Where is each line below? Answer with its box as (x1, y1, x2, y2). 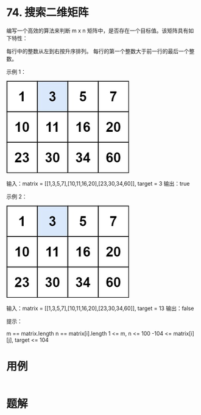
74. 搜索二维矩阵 (6, 5, 89, 20)
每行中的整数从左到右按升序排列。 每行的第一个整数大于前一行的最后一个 (6, 47, 189, 55)
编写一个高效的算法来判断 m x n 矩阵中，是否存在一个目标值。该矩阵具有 (6, 27, 189, 34)
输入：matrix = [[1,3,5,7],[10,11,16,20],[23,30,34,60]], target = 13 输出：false (6, 305, 194, 312)
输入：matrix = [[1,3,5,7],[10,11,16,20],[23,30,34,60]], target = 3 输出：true (6, 179, 190, 187)
